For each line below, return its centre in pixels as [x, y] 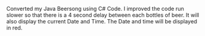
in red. [14, 28]
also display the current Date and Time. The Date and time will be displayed [102, 21]
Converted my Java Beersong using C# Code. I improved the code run [95, 9]
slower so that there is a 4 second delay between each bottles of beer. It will [103, 15]
